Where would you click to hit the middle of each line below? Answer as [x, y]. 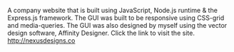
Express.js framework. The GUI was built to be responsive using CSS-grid [116, 18]
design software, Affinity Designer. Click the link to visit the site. [101, 33]
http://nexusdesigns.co [41, 41]
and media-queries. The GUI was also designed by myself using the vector [117, 25]
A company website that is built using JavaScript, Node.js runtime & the [112, 10]
